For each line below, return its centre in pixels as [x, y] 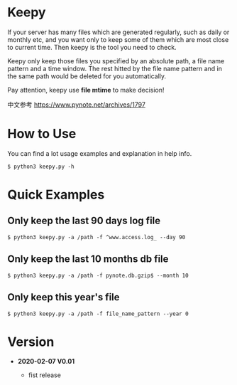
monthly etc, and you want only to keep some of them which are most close [118, 39]
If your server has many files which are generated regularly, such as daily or [118, 32]
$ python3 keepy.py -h [41, 167]
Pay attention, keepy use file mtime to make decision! [86, 90]
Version [31, 342]
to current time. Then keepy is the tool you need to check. [92, 47]
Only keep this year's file [64, 297]
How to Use [42, 134]
